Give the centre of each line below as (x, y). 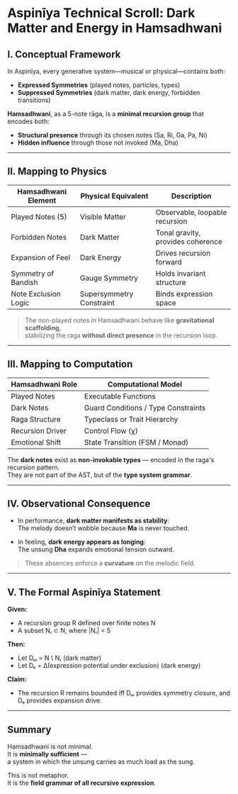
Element (42, 200)
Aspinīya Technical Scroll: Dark (101, 13)
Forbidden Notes (39, 237)
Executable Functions (120, 396)
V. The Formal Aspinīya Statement (84, 592)
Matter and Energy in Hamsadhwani (115, 28)
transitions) (34, 100)
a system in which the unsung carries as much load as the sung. (101, 762)
